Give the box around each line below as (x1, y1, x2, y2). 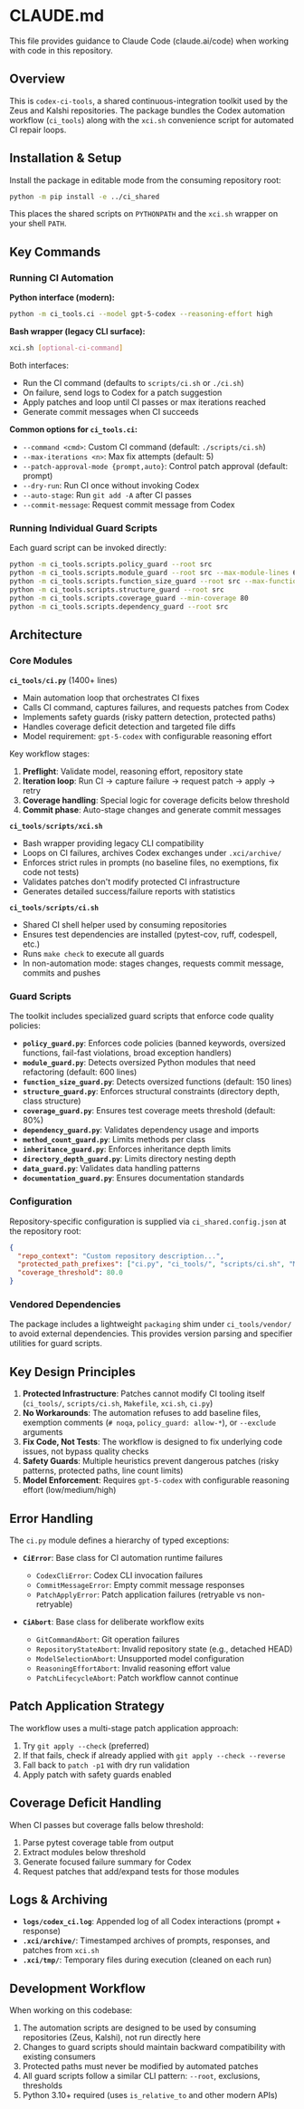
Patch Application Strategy (9, 1699, 165, 1714)
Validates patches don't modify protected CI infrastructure (22, 876, 241, 888)
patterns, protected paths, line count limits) (22, 1465, 184, 1477)
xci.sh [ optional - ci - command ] (9, 343, 124, 352)
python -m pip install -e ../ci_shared (9, 192, 160, 201)
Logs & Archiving (9, 1892, 109, 1908)
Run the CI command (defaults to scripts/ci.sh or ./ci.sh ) (22, 377, 244, 388)
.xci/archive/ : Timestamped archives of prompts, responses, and (22, 1935, 271, 1946)
